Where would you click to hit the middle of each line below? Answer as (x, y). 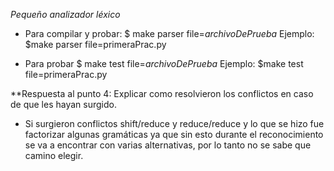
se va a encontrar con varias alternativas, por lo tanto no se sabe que (168, 145)
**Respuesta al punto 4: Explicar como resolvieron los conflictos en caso (162, 93)
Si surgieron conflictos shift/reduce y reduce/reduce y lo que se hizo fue (174, 123)
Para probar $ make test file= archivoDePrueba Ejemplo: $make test (164, 63)
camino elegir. (54, 155)
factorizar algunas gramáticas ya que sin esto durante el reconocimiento (174, 134)
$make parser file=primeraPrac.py (95, 44)
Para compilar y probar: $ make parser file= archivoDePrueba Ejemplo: (169, 33)
